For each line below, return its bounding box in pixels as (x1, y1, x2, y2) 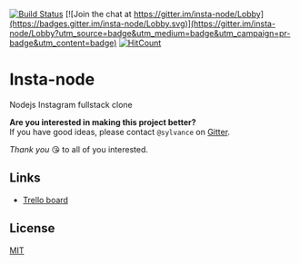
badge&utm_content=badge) (9, 37, 117, 48)
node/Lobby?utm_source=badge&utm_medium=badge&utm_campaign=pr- (9, 28, 291, 38)
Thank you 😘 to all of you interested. (9, 143, 148, 154)
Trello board (22, 194, 68, 205)
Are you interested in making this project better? (9, 116, 197, 127)
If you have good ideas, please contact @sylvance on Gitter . (9, 126, 230, 137)
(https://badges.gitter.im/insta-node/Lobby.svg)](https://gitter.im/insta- (9, 18, 275, 29)
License (9, 220, 55, 236)
